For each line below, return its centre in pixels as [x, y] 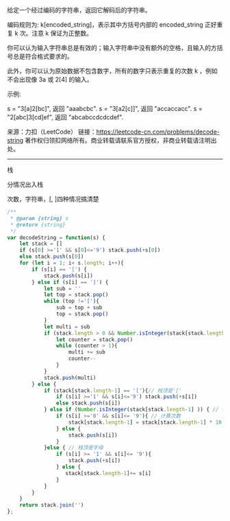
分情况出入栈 [25, 184]
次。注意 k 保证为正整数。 [56, 33]
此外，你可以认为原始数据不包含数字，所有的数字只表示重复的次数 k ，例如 [112, 71]
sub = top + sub [79, 308]
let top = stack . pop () [76, 295]
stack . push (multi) [70, 378]
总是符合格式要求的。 [43, 56]
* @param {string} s [39, 218]
